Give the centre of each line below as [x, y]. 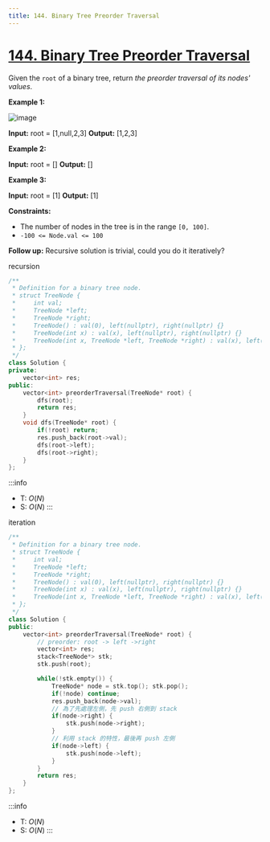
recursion [24, 266]
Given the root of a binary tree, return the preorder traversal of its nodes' [129, 78]
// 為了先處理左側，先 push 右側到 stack [114, 709]
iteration [22, 522]
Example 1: [27, 102]
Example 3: [27, 180]
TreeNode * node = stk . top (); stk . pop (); [120, 686]
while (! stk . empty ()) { [75, 679]
